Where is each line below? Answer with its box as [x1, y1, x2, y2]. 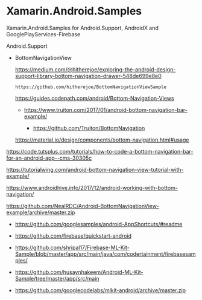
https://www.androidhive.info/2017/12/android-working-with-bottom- [6, 184, 178, 191]
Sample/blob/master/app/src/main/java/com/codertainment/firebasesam [14, 250, 196, 258]
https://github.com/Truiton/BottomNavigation [33, 124, 145, 131]
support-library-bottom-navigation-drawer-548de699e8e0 [14, 72, 162, 79]
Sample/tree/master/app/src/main [14, 275, 99, 282]
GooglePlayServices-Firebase [6, 30, 81, 37]
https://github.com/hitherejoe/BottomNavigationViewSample [14, 83, 167, 90]
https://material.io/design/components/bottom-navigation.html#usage [14, 136, 189, 143]
